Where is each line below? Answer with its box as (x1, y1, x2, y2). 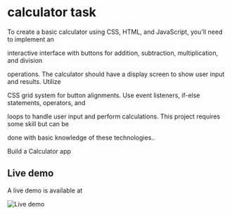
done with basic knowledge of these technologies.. (7, 133, 155, 142)
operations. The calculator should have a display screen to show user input (7, 70, 225, 78)
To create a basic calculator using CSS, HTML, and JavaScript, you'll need (7, 27, 223, 36)
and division (7, 56, 43, 64)
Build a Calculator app (7, 147, 72, 155)
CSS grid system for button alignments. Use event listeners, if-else (7, 91, 200, 99)
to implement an (7, 35, 54, 43)
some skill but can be (7, 119, 69, 128)
